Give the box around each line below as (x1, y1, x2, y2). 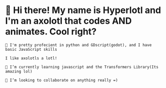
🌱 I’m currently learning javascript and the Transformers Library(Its (5, 64, 158, 69)
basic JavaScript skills (5, 47, 57, 52)
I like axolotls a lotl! (5, 55, 57, 61)
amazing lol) (5, 69, 33, 74)
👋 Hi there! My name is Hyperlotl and (5, 5, 161, 16)
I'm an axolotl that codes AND (5, 15, 132, 27)
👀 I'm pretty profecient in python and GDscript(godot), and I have (5, 42, 152, 47)
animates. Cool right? (5, 26, 97, 37)
